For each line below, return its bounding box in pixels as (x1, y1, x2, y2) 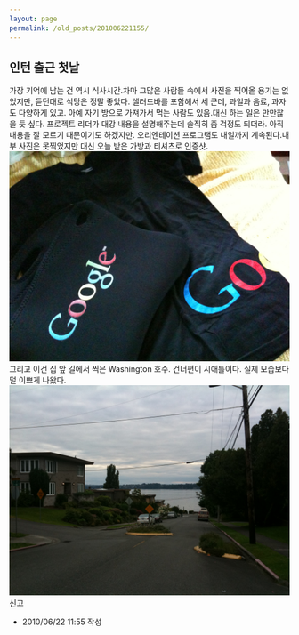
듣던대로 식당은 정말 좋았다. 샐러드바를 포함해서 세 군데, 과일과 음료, (35, 96, 270, 107)
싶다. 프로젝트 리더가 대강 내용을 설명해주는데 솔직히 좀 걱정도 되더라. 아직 (28, 118, 285, 129)
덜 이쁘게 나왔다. (9, 374, 67, 386)
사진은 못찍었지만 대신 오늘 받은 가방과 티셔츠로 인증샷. (18, 141, 209, 151)
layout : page (9, 14, 58, 23)
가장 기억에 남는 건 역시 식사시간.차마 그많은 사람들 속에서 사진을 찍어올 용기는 (9, 85, 280, 96)
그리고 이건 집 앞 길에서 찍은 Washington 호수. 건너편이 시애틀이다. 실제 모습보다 (9, 364, 289, 374)
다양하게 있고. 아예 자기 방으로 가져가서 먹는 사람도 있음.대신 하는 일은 (18, 108, 261, 118)
